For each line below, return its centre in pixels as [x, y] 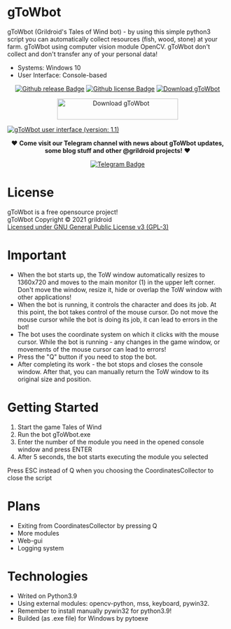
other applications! [44, 297]
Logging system [41, 548]
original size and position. [54, 379]
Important [37, 255]
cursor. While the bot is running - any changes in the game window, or [119, 342]
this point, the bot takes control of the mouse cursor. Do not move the [118, 312]
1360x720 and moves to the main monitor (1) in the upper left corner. [116, 282]
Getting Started [53, 407]
